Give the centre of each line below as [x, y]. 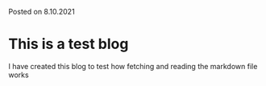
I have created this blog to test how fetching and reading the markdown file [133, 66]
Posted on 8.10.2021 [42, 12]
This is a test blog [69, 44]
